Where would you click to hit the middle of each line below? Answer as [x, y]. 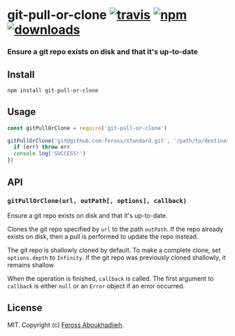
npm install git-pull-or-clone [53, 90]
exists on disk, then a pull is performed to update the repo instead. [103, 236]
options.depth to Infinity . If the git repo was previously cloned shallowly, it [116, 257]
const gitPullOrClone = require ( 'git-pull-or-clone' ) [87, 128]
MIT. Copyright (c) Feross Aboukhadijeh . [66, 325]
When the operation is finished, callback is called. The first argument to [111, 278]
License [25, 308]
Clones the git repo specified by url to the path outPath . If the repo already [115, 229]
